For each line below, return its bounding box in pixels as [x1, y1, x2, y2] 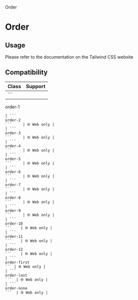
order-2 [5, 118, 21, 123]
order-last [5, 273, 28, 278]
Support [26, 83, 46, 90]
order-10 [5, 221, 23, 226]
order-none [5, 286, 28, 291]
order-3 [5, 131, 21, 135]
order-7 [5, 182, 21, 187]
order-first [5, 260, 30, 265]
